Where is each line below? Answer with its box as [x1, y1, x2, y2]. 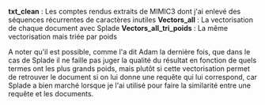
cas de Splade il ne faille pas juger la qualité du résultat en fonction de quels [8, 55, 257, 65]
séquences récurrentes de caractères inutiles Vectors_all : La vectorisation [8, 15, 254, 24]
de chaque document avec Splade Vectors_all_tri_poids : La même [8, 24, 228, 32]
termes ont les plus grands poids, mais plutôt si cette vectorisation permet [8, 64, 251, 73]
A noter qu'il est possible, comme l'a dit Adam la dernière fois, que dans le [8, 47, 251, 56]
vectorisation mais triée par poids [8, 32, 117, 41]
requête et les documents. [8, 89, 94, 98]
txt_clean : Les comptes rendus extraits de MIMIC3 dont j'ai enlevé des [8, 7, 241, 16]
